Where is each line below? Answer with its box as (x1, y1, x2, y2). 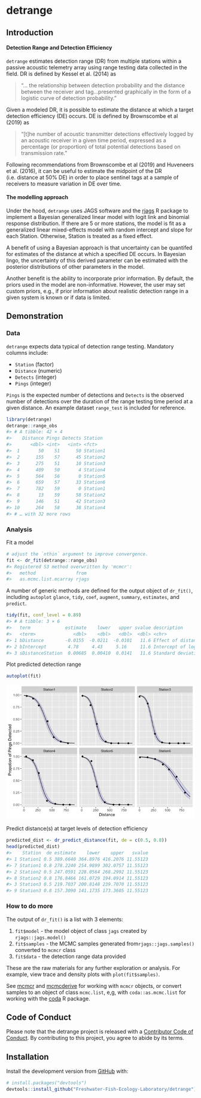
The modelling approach (6, 194, 69, 201)
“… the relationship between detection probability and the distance (20, 81, 185, 89)
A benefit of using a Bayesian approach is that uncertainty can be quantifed (6, 244, 193, 251)
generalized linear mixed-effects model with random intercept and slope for (6, 226, 193, 233)
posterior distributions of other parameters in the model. (6, 263, 145, 270)
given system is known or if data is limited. (6, 294, 111, 301)
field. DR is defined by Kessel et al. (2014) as (6, 70, 117, 77)
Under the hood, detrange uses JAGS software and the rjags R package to (6, 207, 188, 214)
